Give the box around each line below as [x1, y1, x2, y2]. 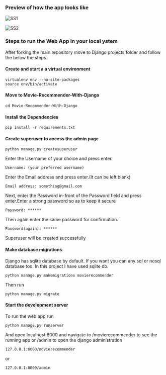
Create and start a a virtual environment [5, 66, 91, 72]
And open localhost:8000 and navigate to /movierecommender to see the [5, 331, 157, 338]
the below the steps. [5, 54, 48, 60]
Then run [5, 282, 24, 288]
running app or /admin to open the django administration [5, 337, 122, 343]
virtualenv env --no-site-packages [5, 77, 80, 82]
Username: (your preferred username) [5, 165, 85, 170]
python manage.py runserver [5, 323, 64, 328]
